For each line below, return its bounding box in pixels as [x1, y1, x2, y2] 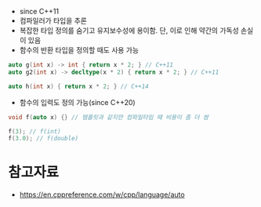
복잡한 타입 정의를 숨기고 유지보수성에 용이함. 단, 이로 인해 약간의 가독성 [19, 26, 239, 34]
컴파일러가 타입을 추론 [19, 16, 88, 25]
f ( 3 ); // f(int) [8, 127, 61, 136]
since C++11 [19, 7, 60, 16]
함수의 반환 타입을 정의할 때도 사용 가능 [19, 45, 140, 54]
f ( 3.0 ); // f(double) [8, 135, 79, 143]
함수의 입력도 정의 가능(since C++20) [19, 97, 136, 107]
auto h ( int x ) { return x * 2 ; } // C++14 [8, 82, 149, 90]
